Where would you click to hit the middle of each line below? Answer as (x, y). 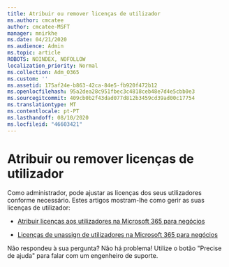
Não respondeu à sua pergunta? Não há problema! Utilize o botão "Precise (114, 248)
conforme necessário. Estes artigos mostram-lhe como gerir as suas (106, 201)
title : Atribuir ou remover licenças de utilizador (84, 14)
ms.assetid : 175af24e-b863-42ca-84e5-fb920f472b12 (82, 85)
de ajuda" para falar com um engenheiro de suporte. (83, 256)
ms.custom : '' (28, 79)
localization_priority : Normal (53, 66)
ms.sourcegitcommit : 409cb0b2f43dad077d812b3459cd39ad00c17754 (101, 99)
